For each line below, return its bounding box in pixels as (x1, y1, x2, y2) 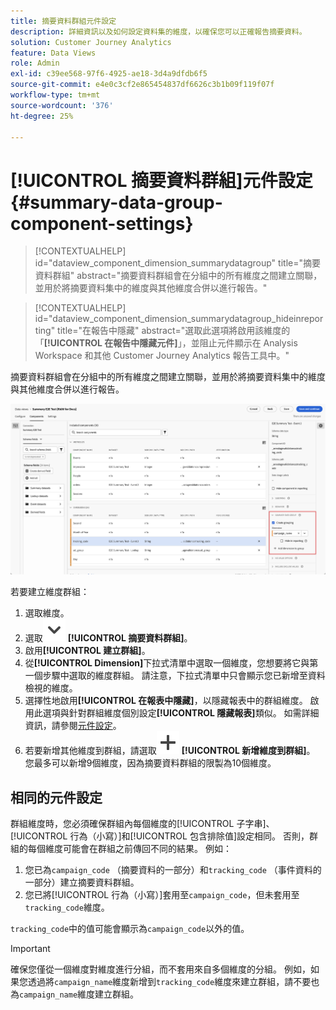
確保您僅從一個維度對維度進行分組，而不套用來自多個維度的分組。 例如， (10, 963, 311, 975)
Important (10, 943, 51, 955)
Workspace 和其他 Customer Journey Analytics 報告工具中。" (34, 350, 290, 362)
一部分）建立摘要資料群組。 (24, 876, 140, 889)
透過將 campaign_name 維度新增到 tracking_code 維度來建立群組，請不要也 (27, 976, 320, 988)
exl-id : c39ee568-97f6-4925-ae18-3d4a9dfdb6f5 (10, 69, 208, 79)
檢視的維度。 (24, 682, 78, 694)
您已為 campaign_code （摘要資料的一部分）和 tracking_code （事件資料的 (24, 864, 322, 876)
